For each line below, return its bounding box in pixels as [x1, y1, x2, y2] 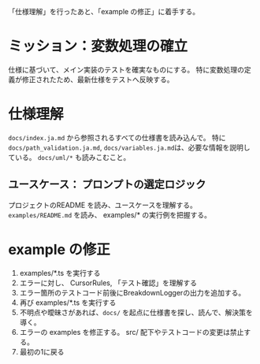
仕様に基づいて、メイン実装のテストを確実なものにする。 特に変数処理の [8, 65, 244, 74]
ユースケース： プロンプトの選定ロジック [8, 178, 206, 191]
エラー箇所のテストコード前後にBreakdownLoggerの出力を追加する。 [19, 288, 246, 297]
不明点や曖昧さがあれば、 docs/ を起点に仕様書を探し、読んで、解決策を [19, 307, 254, 317]
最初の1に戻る [19, 347, 65, 356]
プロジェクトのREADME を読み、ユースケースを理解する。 [8, 200, 197, 210]
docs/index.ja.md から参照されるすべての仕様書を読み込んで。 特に [8, 132, 226, 142]
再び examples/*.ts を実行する [19, 298, 117, 307]
